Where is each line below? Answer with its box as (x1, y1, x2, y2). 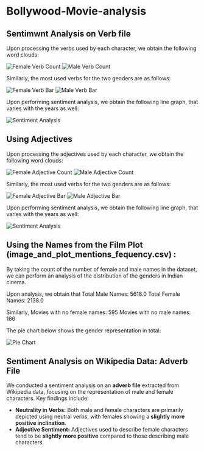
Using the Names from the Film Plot (6, 240, 143, 250)
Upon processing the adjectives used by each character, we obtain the (6, 150, 184, 158)
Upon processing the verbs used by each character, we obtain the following (6, 44, 197, 52)
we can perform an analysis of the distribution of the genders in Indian (6, 272, 183, 279)
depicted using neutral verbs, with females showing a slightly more (15, 413, 185, 421)
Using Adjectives (6, 134, 72, 144)
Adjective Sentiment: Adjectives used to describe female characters (15, 426, 189, 433)
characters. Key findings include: (6, 394, 90, 402)
